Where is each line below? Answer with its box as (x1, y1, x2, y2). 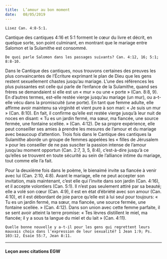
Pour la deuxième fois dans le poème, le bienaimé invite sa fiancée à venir (5, 167, 157, 173)
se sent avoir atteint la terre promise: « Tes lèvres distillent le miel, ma (5, 210, 148, 216)
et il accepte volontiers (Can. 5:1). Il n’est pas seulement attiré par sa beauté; (5, 183, 162, 189)
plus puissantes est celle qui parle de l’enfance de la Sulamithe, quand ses (5, 83, 158, 90)
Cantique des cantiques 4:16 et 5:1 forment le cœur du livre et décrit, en (5, 34, 153, 40)
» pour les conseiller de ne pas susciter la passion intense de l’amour (5, 141, 147, 147)
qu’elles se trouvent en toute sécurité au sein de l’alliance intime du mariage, (5, 152, 162, 158)
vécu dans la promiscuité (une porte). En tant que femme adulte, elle (13, 99, 154, 105)
